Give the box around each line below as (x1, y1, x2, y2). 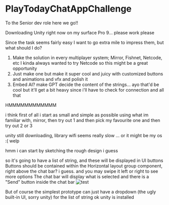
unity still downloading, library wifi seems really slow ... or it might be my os (5, 132, 162, 138)
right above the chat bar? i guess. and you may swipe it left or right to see (5, 168, 158, 174)
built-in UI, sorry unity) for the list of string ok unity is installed (5, 194, 135, 200)
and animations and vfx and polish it (12, 76, 88, 82)
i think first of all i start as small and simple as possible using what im (5, 112, 149, 118)
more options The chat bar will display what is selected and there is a (5, 173, 149, 180)
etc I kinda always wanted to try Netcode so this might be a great (12, 60, 148, 66)
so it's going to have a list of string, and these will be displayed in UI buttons (5, 157, 163, 163)
